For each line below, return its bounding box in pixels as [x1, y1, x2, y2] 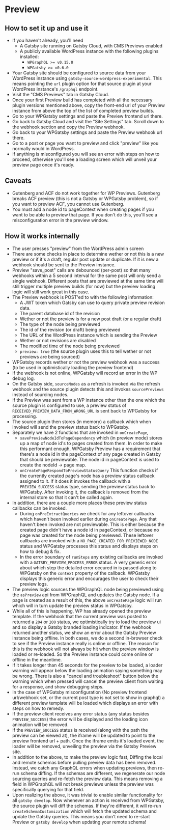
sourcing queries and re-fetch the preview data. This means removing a [12, 776, 163, 782]
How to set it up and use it [5, 24, 89, 33]
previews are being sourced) [19, 353, 80, 359]
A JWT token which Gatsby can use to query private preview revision [19, 299, 165, 306]
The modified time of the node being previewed [19, 343, 120, 349]
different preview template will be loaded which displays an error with [12, 700, 158, 706]
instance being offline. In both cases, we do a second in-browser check [12, 635, 163, 641]
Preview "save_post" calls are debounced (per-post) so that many [12, 267, 151, 273]
